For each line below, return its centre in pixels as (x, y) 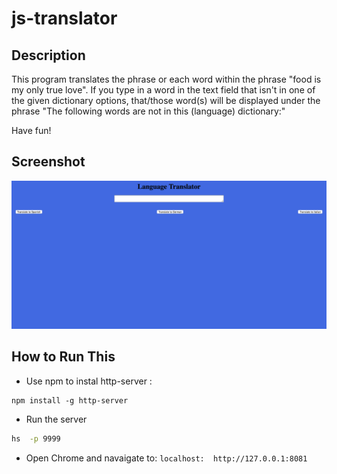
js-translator (64, 18)
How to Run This (63, 357)
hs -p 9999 (36, 438)
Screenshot (48, 162)
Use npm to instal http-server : (89, 381)
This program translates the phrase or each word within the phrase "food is (166, 79)
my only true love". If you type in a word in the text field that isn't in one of (163, 90)
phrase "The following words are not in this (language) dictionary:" (148, 111)
